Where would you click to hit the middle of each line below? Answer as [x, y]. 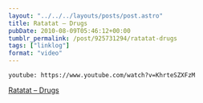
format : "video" [35, 53]
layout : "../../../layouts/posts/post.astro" [85, 16]
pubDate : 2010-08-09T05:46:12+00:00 [69, 31]
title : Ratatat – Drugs [48, 23]
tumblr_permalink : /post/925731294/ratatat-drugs [93, 38]
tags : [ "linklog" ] [39, 46]
